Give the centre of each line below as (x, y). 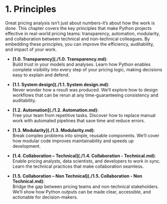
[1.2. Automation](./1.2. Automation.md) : (55, 110)
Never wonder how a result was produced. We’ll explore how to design (85, 90)
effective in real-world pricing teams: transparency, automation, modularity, (83, 33)
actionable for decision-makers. (45, 197)
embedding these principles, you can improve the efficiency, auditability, (80, 44)
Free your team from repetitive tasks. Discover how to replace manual (84, 115)
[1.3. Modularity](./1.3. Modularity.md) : (54, 130)
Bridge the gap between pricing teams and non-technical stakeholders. (85, 186)
